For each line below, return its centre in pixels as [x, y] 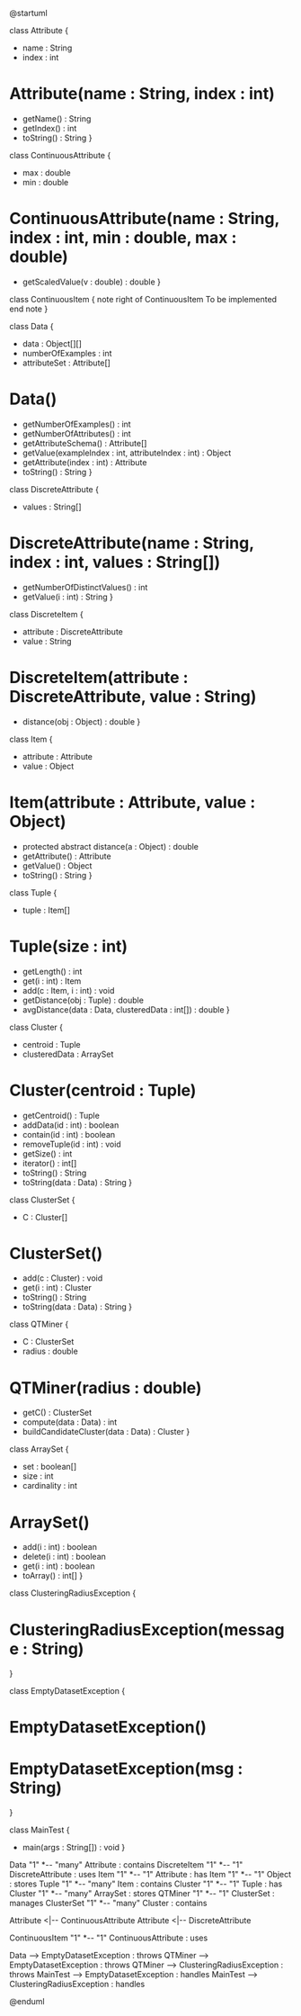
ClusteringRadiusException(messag [147, 1629]
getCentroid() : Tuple [61, 1115]
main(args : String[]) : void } [74, 1848]
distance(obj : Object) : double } [81, 721]
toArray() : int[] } [53, 1576]
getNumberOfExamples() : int [77, 424]
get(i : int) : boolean [58, 1566]
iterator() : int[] [49, 1163]
